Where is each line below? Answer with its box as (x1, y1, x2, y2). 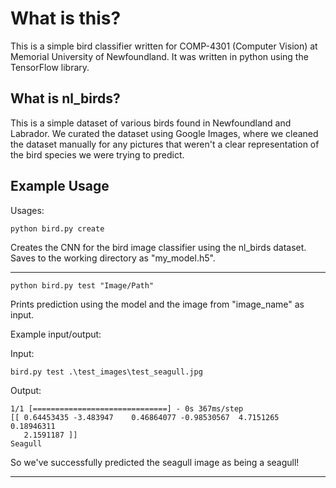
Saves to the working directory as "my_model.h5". (10, 252, 216, 264)
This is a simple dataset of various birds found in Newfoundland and (10, 117, 292, 129)
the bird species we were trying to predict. (10, 148, 185, 161)
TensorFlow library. (10, 61, 90, 73)
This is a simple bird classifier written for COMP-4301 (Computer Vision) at (10, 40, 318, 52)
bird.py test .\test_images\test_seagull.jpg (10, 367, 203, 377)
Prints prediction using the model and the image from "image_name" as (10, 298, 305, 310)
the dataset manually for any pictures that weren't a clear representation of (10, 138, 320, 150)
